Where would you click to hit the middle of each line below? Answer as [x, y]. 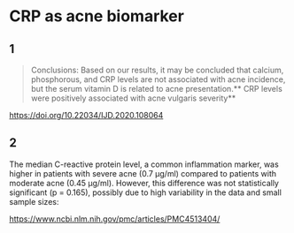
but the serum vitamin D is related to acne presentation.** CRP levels [157, 89]
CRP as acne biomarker [97, 16]
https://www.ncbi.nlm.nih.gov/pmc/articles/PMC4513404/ [115, 219]
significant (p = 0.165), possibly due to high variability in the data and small [145, 192]
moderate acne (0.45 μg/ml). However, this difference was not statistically [144, 183]
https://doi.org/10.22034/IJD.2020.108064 [86, 115]
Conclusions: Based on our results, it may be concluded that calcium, [157, 70]
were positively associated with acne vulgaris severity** [133, 98]
